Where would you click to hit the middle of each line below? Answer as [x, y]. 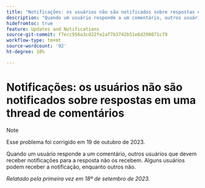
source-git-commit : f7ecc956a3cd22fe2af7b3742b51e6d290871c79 [87, 35]
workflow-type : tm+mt [34, 40]
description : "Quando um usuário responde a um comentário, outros [94, 18]
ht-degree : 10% [26, 52]
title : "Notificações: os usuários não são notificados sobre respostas [101, 12]
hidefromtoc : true [30, 23]
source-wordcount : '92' [37, 46]
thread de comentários [65, 113]
